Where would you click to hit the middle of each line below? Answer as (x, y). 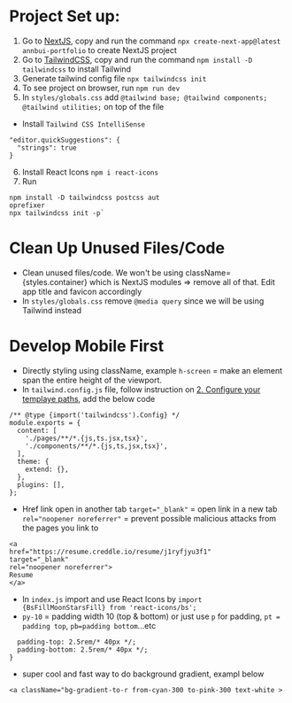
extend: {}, (47, 469)
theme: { (33, 461)
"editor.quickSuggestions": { (65, 140)
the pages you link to (60, 528)
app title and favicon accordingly (82, 291)
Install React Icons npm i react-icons (90, 172)
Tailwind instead (52, 310)
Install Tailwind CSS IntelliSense (84, 124)
